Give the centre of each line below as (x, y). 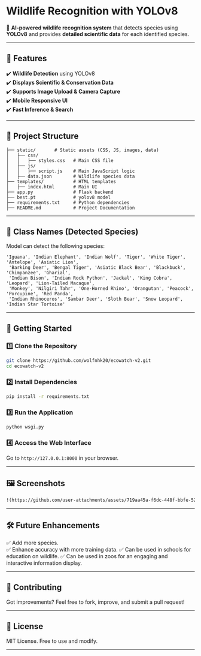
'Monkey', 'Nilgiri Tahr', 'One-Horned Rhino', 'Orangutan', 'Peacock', (101, 289)
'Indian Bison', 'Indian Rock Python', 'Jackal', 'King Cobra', (90, 278)
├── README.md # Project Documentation (71, 208)
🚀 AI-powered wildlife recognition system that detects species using (92, 28)
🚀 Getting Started (39, 328)
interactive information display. (44, 563)
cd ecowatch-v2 (25, 366)
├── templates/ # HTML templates (61, 181)
